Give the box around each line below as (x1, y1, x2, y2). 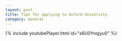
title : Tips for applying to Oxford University (5, 12, 108, 17)
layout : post (5, 7, 33, 12)
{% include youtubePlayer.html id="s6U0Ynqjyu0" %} (5, 30, 117, 36)
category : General (5, 16, 44, 21)
